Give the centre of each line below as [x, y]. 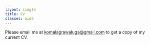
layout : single [21, 9]
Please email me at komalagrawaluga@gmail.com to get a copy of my [75, 32]
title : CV [15, 14]
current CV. [17, 37]
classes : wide [20, 18]
